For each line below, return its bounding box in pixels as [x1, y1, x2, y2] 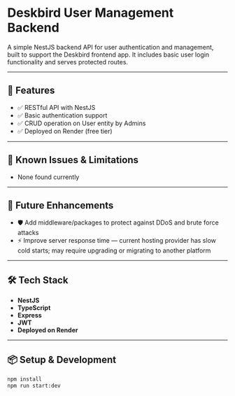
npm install [7, 376, 42, 383]
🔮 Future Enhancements [7, 199, 114, 211]
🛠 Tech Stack [7, 274, 69, 286]
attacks [17, 229, 39, 237]
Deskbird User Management [7, 5, 174, 21]
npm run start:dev [7, 382, 61, 389]
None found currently [17, 173, 80, 181]
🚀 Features [7, 85, 55, 97]
